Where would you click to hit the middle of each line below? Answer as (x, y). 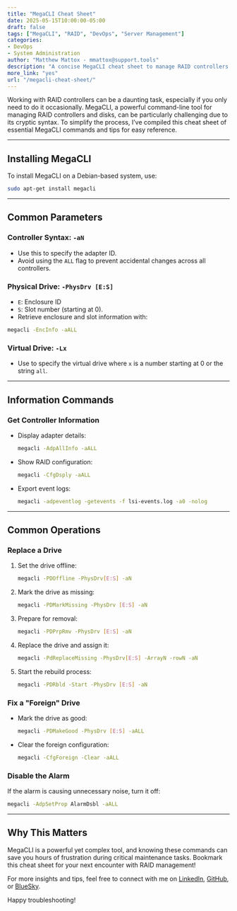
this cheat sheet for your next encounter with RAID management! (102, 865)
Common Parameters (55, 218)
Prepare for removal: (47, 618)
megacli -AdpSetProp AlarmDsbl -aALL (63, 804)
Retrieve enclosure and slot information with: (83, 317)
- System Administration (44, 54)
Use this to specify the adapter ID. (67, 253)
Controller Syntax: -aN (46, 238)
